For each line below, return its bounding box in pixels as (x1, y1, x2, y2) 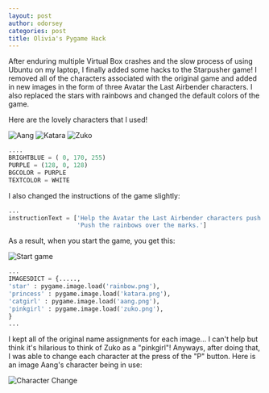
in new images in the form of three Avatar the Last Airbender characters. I (8, 82, 253, 92)
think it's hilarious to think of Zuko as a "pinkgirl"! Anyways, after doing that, (8, 343, 260, 353)
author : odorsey (8, 19, 63, 27)
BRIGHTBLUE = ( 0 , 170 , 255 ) (8, 154, 106, 162)
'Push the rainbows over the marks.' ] (77, 221, 207, 230)
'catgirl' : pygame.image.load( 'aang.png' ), (8, 297, 160, 305)
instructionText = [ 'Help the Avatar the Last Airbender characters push (8, 214, 262, 222)
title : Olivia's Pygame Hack (8, 34, 106, 43)
